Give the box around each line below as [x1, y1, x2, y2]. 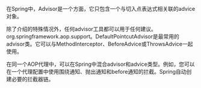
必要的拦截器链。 [11, 75, 54, 83]
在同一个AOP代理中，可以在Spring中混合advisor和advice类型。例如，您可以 [6, 60, 195, 68]
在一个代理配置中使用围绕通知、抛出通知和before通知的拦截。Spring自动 [6, 68, 187, 75]
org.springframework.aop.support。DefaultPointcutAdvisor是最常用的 [6, 33, 179, 40]
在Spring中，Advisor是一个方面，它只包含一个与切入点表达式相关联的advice [6, 5, 196, 12]
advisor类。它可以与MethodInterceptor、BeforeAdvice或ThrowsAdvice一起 [6, 41, 193, 47]
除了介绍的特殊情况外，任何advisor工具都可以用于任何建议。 [6, 26, 156, 32]
